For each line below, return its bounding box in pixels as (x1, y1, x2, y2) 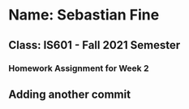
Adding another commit (8, 87, 131, 101)
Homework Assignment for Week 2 (8, 63, 149, 74)
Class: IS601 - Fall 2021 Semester (8, 38, 181, 52)
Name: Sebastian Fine (8, 6, 160, 24)
